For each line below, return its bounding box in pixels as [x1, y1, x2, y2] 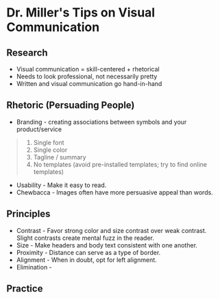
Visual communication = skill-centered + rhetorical [16, 65, 160, 73]
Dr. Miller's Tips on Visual [6, 5, 156, 21]
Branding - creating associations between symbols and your [16, 118, 187, 126]
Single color [33, 146, 68, 154]
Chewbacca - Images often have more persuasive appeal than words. [16, 188, 213, 197]
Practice [6, 283, 43, 295]
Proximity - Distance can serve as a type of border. [16, 248, 161, 256]
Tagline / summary [33, 153, 86, 161]
